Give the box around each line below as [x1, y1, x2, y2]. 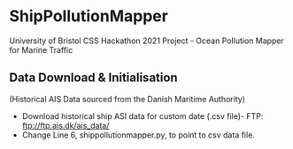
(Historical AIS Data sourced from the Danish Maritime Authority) [9, 93, 246, 104]
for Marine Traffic [9, 44, 73, 55]
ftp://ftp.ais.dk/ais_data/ [21, 120, 110, 130]
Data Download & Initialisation [9, 71, 179, 86]
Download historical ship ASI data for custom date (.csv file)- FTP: [21, 110, 264, 121]
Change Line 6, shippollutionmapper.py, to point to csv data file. [21, 130, 255, 140]
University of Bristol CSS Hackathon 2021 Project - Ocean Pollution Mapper [9, 35, 285, 46]
